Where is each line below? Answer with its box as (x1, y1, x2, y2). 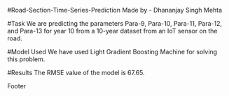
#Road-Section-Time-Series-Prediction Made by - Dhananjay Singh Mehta (7, 6, 223, 14)
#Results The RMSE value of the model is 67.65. (7, 69, 145, 77)
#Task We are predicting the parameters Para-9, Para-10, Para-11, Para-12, (7, 19, 223, 27)
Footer (7, 82, 27, 90)
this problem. (7, 55, 46, 63)
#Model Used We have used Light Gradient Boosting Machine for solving (7, 48, 218, 56)
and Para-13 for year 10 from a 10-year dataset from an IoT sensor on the (7, 27, 218, 35)
